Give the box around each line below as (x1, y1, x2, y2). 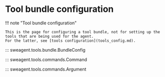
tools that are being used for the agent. (5, 34, 94, 39)
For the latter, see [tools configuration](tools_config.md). (5, 38, 136, 43)
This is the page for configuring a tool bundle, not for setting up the (5, 29, 161, 34)
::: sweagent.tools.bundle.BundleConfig (5, 47, 85, 53)
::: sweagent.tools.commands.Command (5, 56, 87, 63)
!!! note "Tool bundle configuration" (5, 20, 77, 26)
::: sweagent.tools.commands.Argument (5, 66, 86, 72)
